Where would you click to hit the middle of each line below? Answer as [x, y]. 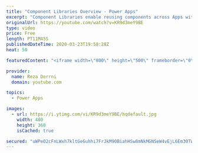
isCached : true [35, 131]
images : [16, 109]
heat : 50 [17, 50]
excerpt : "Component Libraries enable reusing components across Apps [95, 17]
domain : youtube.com [37, 82]
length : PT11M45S [27, 39]
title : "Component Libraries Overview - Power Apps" [72, 11]
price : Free [21, 34]
